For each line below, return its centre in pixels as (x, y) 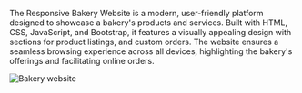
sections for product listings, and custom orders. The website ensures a (144, 42)
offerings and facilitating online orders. (82, 61)
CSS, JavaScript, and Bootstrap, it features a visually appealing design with (151, 32)
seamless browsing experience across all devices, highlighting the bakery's (151, 51)
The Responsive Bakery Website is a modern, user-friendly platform (136, 13)
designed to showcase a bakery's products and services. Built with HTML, (149, 23)
